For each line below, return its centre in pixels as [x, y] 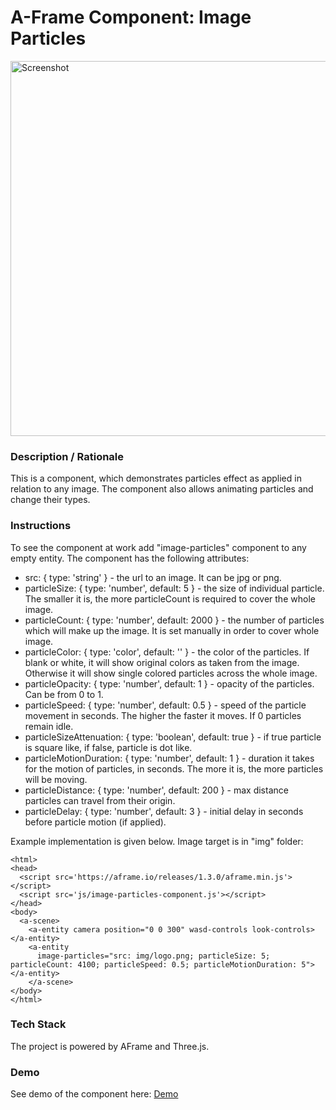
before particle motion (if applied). [95, 822]
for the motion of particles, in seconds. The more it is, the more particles [174, 768]
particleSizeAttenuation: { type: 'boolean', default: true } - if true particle [173, 737]
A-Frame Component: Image [131, 17]
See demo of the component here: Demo [94, 1094]
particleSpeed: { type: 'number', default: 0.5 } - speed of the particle [165, 705]
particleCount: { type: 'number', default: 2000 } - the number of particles [174, 620]
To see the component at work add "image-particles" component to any [158, 547]
